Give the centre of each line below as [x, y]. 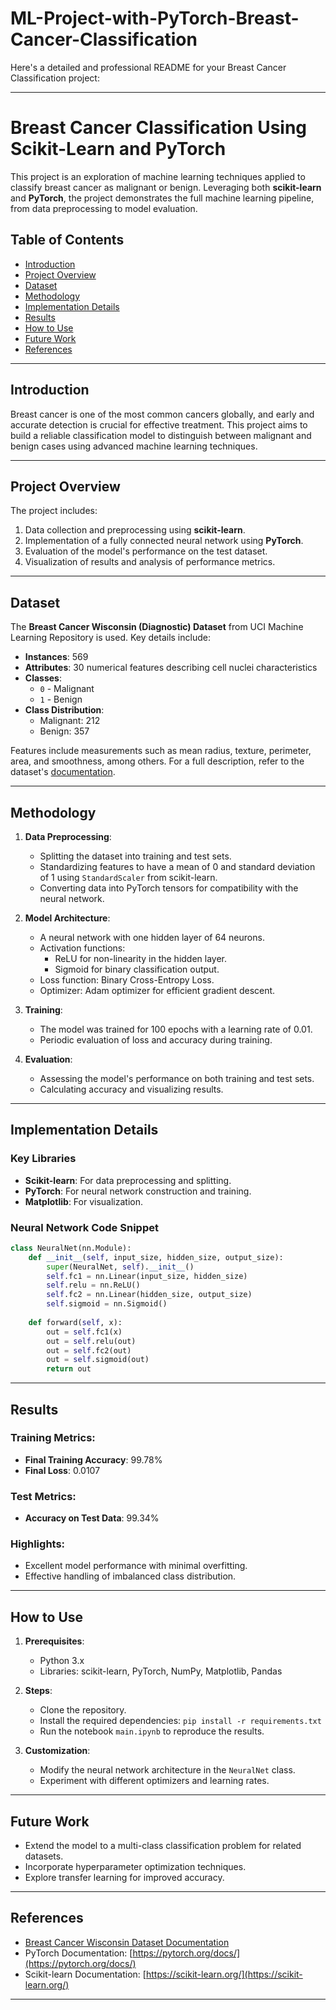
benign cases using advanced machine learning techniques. [134, 446]
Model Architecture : [67, 918]
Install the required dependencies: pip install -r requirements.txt [180, 1721]
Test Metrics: [43, 1496]
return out [69, 1369]
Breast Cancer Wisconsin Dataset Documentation [127, 1942]
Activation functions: [82, 948]
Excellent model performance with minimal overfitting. [136, 1566]
